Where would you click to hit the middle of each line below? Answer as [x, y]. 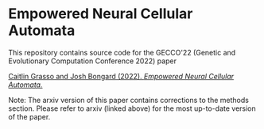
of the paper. [29, 116]
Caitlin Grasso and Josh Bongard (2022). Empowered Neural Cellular [121, 76]
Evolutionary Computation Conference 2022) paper [93, 61]
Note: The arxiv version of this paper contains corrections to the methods [128, 100]
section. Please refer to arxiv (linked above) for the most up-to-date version [132, 108]
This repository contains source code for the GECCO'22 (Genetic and [122, 52]
